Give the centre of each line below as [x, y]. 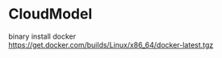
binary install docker [42, 36]
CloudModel [50, 14]
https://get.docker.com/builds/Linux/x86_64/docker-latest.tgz [111, 44]
